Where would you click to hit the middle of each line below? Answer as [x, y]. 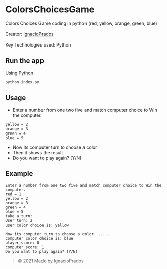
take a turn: [19, 216]
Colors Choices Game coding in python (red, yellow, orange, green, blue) [81, 23]
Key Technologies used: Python [38, 44]
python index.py [22, 82]
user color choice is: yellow [37, 225]
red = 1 [13, 194]
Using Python [19, 73]
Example [19, 174]
